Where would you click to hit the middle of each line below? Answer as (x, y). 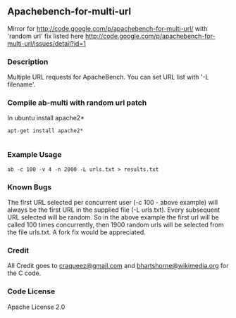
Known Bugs (30, 187)
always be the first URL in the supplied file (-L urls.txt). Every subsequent (114, 210)
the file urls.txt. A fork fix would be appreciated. (76, 232)
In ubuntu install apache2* (46, 118)
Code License (31, 291)
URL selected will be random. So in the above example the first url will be (113, 217)
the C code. (24, 273)
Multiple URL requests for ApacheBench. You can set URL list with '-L (108, 77)
